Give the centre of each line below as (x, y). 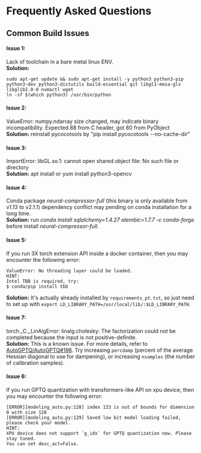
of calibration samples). (35, 363)
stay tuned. (21, 439)
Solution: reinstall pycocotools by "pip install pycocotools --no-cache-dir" (98, 134)
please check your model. (38, 423)
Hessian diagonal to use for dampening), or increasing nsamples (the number (101, 356)
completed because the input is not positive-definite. (71, 337)
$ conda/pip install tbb (37, 286)
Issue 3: (16, 147)
